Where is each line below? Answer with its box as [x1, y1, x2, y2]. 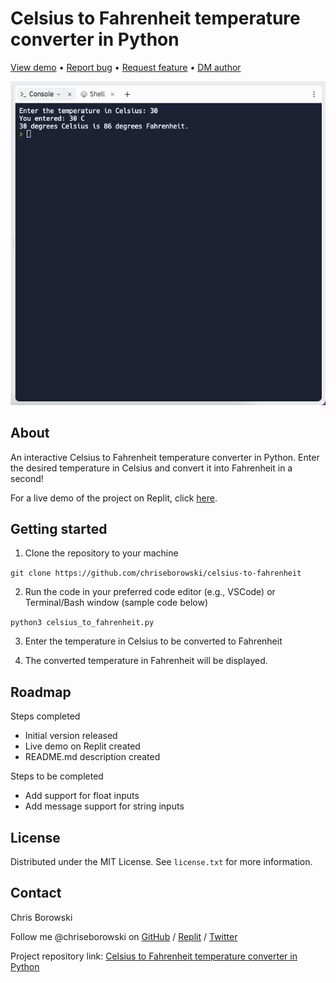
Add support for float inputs [24, 790, 140, 802]
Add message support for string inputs [24, 800, 185, 812]
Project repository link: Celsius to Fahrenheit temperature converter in [10, 950, 298, 962]
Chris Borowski [10, 911, 73, 923]
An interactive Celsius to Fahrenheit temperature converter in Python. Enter [10, 451, 320, 463]
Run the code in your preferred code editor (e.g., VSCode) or [24, 586, 276, 598]
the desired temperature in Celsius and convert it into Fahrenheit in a [10, 462, 293, 474]
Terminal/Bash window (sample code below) [24, 597, 209, 609]
